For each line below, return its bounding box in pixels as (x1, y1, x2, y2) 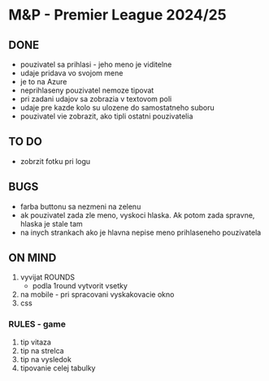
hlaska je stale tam (20, 219, 83, 228)
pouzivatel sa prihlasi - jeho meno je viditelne (20, 59, 172, 69)
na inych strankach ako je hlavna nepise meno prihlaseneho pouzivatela (20, 227, 262, 237)
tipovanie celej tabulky (20, 363, 96, 373)
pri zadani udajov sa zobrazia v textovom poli (20, 94, 172, 103)
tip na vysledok (20, 354, 72, 364)
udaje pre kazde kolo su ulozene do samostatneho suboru (20, 103, 215, 112)
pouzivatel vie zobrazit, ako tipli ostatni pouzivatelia (20, 111, 193, 121)
